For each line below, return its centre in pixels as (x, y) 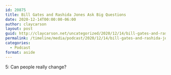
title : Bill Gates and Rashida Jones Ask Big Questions (66, 15)
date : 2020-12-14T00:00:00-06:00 (41, 19)
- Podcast (20, 48)
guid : (11, 33)
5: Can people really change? (36, 67)
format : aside (20, 52)
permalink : (17, 39)
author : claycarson (26, 24)
